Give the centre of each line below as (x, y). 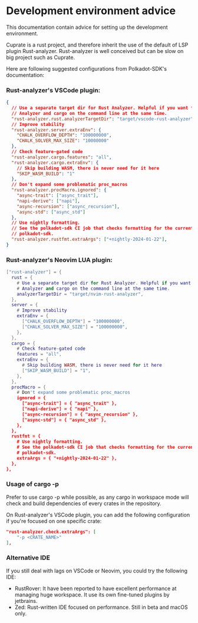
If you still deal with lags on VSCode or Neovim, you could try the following (97, 571)
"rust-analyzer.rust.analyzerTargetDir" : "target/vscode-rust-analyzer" (103, 119)
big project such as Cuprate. (41, 57)
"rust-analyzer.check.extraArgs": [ (51, 532)
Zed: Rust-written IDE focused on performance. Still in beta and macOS (101, 607)
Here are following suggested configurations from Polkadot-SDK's (86, 68)
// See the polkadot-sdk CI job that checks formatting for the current (103, 228)
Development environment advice (91, 11)
